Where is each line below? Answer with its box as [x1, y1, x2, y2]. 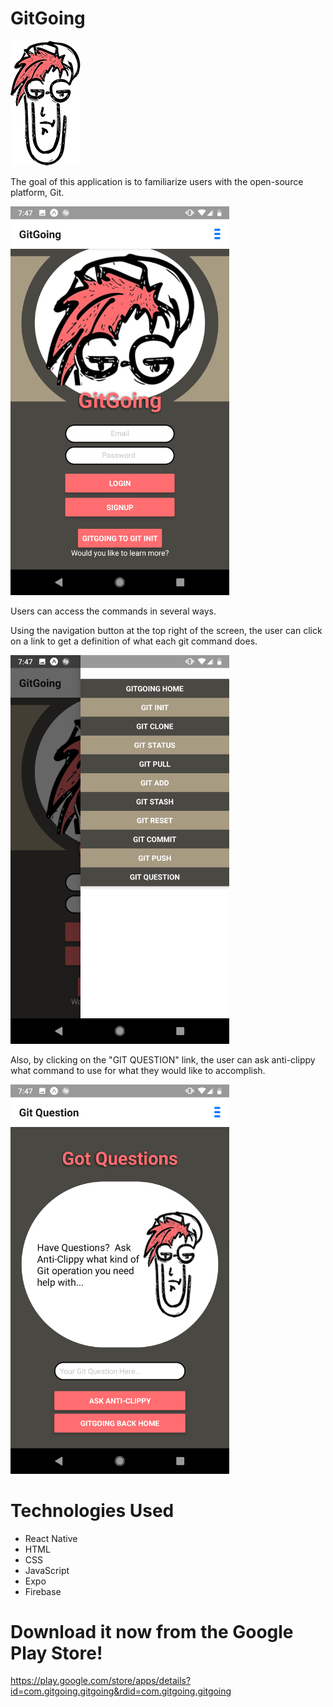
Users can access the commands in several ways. [10, 605, 217, 617]
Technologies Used [10, 1499, 175, 1522]
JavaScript [24, 1564, 70, 1576]
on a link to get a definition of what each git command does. [10, 635, 258, 647]
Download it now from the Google [10, 1620, 294, 1643]
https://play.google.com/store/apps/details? [10, 1675, 192, 1687]
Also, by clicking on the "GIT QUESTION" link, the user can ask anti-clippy [10, 1054, 316, 1066]
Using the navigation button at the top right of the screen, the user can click [10, 625, 323, 637]
